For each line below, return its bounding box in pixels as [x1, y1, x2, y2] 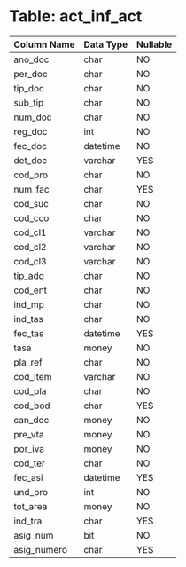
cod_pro [13, 169, 49, 181]
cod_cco [13, 211, 50, 224]
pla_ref [13, 356, 43, 368]
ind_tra [13, 515, 43, 527]
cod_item [13, 370, 52, 382]
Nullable [136, 38, 173, 51]
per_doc [13, 67, 48, 80]
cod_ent [13, 284, 47, 296]
